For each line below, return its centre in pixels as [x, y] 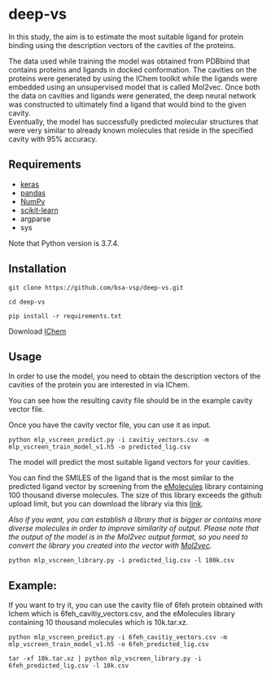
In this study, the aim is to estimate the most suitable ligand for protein [126, 37]
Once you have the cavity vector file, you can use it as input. [110, 425]
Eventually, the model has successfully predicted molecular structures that [133, 121]
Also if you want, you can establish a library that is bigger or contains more [135, 520]
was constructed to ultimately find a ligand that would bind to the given [127, 104]
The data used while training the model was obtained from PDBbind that [129, 61]
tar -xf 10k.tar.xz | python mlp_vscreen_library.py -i [105, 659]
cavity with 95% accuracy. [53, 138]
